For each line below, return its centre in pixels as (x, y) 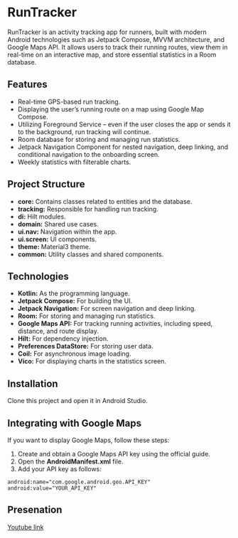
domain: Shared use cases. (58, 224)
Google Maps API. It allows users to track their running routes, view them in (118, 47)
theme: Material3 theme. (54, 246)
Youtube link (26, 527)
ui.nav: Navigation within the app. (67, 231)
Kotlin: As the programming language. (74, 293)
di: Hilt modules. (42, 216)
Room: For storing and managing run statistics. (86, 316)
